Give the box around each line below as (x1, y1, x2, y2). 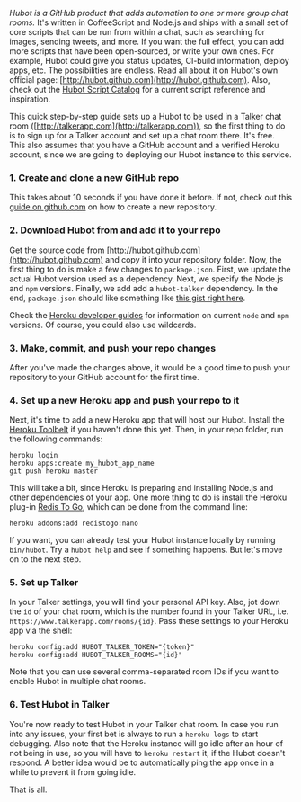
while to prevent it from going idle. (9, 766, 137, 777)
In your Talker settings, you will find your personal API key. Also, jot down (9, 597, 280, 608)
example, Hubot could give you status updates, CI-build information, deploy (9, 56, 289, 66)
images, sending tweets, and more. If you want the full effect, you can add (9, 36, 285, 47)
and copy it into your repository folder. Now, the (104, 254, 282, 264)
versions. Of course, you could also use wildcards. (9, 319, 197, 330)
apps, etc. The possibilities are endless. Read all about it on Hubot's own (9, 65, 279, 76)
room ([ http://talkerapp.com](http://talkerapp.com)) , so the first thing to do (9, 120, 286, 131)
